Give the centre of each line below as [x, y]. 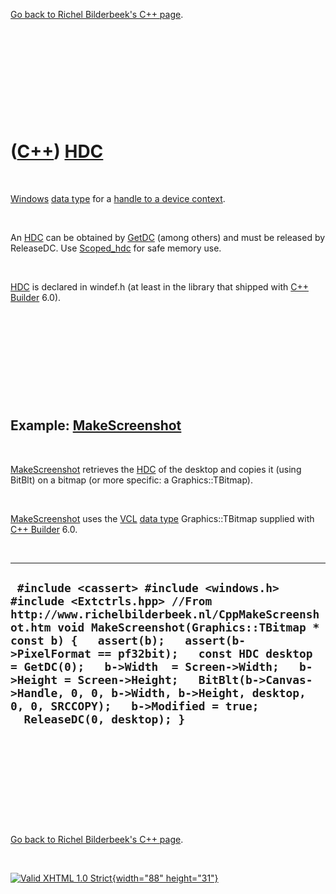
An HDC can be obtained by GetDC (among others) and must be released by [168, 237]
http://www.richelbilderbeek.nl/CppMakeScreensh [165, 614]
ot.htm [31, 627]
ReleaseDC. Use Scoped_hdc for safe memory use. [116, 248]
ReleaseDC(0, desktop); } [104, 719]
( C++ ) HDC [57, 151]
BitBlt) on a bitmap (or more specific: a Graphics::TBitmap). [131, 480]
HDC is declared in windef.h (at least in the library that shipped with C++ [159, 286]
